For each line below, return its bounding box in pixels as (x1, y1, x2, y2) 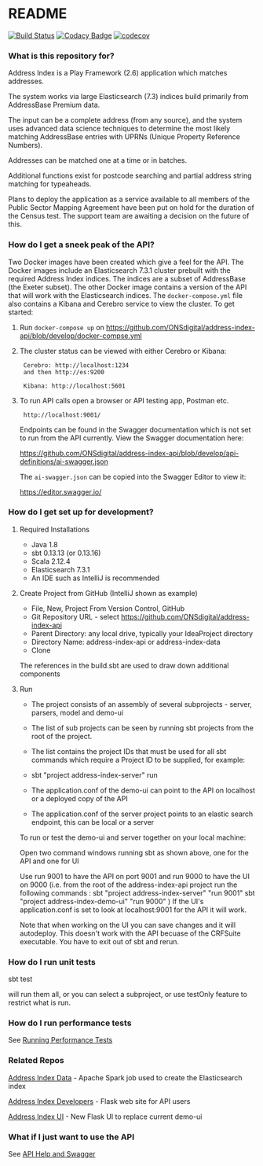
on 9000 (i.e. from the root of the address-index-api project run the (19, 880, 238, 889)
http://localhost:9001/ (23, 410, 101, 419)
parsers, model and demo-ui (31, 708, 124, 717)
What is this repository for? (8, 50, 115, 61)
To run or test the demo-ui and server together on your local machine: (19, 833, 247, 842)
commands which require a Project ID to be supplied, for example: (31, 755, 246, 764)
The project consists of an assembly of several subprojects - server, (31, 699, 253, 708)
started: (8, 307, 34, 317)
